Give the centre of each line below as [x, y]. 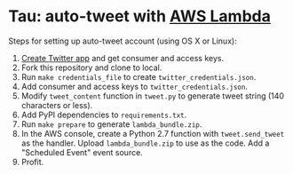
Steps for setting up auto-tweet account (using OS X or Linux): [123, 41]
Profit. [32, 162]
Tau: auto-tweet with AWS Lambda [140, 16]
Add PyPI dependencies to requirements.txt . [104, 115]
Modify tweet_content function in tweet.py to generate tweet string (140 [153, 96]
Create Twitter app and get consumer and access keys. [122, 58]
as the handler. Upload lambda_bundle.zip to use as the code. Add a [145, 143]
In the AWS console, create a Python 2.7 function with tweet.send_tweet [153, 133]
